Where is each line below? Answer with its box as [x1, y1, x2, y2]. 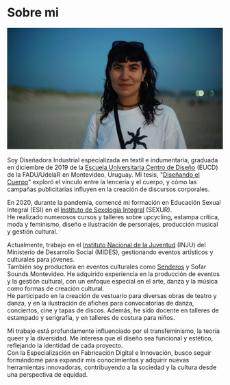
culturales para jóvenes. [7, 256, 75, 264]
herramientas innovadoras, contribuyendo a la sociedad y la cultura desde [7, 363, 217, 371]
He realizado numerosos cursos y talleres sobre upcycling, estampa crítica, [7, 213, 220, 221]
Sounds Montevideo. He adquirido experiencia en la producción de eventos [7, 270, 220, 278]
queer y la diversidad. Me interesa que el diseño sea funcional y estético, [7, 334, 214, 343]
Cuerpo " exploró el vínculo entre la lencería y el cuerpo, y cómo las [7, 178, 197, 186]
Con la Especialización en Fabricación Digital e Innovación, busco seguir [7, 349, 212, 357]
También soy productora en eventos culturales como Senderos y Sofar [7, 262, 207, 271]
